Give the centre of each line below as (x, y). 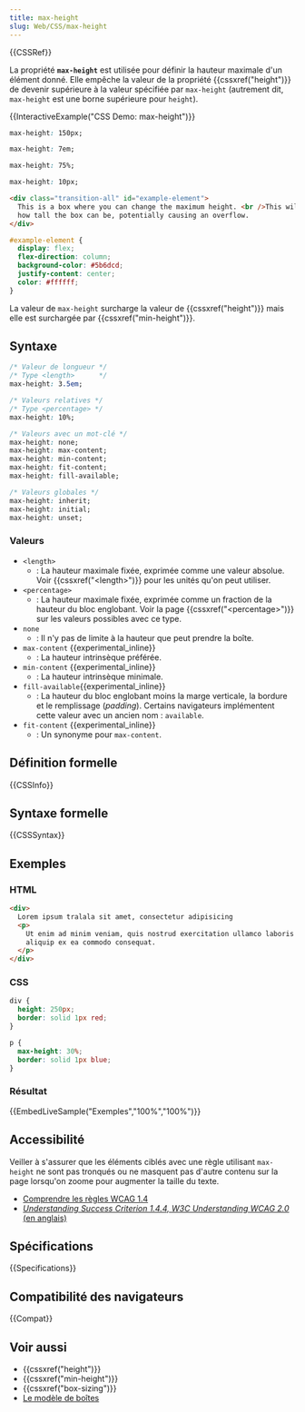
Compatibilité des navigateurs (97, 1296)
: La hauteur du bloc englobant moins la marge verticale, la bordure (162, 696)
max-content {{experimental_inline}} (89, 647)
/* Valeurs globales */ (54, 492)
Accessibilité (47, 1140)
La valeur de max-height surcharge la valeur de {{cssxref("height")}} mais (147, 308)
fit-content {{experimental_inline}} (89, 725)
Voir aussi (38, 1347)
